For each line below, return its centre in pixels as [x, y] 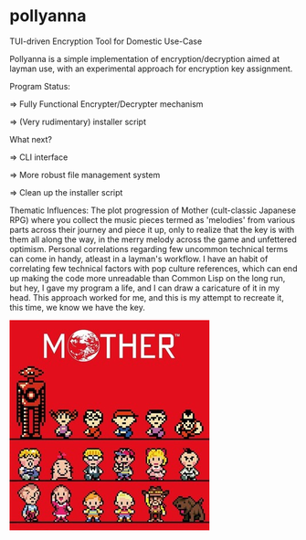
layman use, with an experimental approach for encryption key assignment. [151, 69]
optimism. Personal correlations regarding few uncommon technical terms [149, 249]
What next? [31, 139]
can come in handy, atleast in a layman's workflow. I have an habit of [139, 259]
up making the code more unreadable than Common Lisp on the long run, [148, 278]
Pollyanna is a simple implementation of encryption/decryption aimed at [145, 58]
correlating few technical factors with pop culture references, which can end [153, 268]
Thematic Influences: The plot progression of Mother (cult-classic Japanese [153, 210]
